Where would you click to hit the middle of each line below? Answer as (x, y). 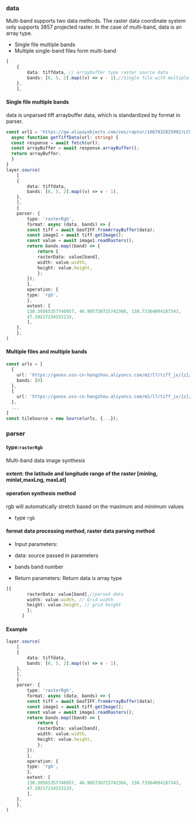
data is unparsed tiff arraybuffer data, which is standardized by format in (93, 115)
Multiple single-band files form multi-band (65, 51)
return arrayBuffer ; (36, 154)
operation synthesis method (41, 493)
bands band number (39, 567)
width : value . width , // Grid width (70, 600)
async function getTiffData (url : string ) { (65, 137)
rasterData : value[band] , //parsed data (76, 594)
